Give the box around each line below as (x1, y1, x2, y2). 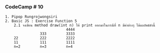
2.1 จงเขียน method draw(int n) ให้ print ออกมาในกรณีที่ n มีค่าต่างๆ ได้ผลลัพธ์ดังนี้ (14, 23, 156, 28)
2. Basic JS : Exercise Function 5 (5, 18, 77, 24)
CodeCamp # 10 (5, 3, 44, 10)
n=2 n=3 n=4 (14, 44, 73, 49)
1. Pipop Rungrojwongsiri (5, 15, 57, 19)
